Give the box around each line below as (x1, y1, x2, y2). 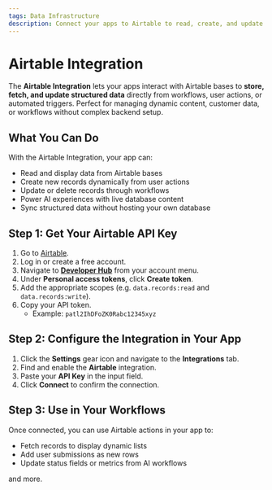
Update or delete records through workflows (19, 186, 170, 195)
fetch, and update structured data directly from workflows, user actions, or (8, 90, 262, 100)
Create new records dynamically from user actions (19, 177, 190, 187)
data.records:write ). (19, 291, 91, 301)
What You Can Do (8, 131, 99, 145)
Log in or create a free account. (19, 257, 127, 267)
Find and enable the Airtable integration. (19, 362, 157, 372)
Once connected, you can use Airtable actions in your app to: (8, 425, 214, 435)
